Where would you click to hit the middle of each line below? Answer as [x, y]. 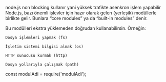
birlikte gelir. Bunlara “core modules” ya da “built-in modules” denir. [76, 18]
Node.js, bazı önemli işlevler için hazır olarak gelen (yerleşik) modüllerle [81, 13]
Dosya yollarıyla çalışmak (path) [42, 65]
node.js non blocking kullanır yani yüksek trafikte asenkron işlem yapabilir [83, 7]
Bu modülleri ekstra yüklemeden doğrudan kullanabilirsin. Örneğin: [76, 28]
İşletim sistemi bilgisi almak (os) [44, 47]
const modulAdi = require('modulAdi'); [46, 74]
